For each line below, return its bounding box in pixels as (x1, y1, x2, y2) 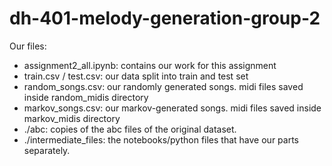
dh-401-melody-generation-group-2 (9, 7, 321, 30)
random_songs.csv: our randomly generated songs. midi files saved (23, 80, 304, 92)
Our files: (9, 40, 47, 52)
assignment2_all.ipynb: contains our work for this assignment (23, 59, 277, 71)
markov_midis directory (23, 112, 121, 124)
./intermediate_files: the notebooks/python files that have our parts (23, 133, 299, 146)
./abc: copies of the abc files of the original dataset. (23, 123, 237, 135)
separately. (23, 144, 71, 156)
